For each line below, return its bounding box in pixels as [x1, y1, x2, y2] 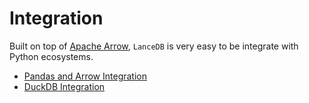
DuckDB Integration [23, 80, 106, 92]
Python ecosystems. [9, 50, 94, 62]
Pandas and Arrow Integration [23, 70, 147, 82]
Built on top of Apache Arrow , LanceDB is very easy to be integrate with [9, 40, 299, 52]
